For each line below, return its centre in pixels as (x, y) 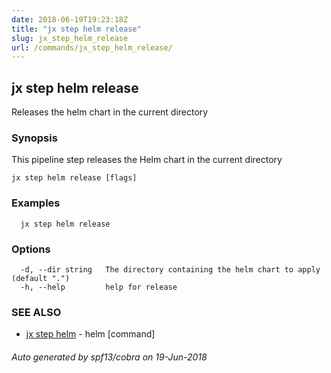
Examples (36, 203)
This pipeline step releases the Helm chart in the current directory (147, 160)
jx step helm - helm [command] (90, 334)
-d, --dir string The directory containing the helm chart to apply (170, 269)
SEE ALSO (36, 312)
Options (31, 249)
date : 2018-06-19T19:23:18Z (70, 19)
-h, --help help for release (99, 287)
